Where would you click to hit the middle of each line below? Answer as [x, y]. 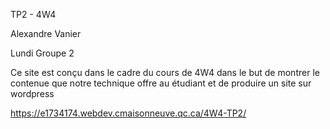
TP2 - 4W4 [33, 14]
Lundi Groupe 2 [42, 53]
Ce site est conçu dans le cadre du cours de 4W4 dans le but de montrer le [165, 72]
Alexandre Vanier [46, 33]
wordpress [32, 93]
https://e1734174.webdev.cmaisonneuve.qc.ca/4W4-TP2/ [128, 113]
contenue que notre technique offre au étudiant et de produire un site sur [161, 83]
